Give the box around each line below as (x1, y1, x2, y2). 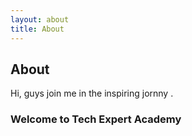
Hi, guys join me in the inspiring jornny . (10, 87, 174, 100)
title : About (10, 24, 65, 34)
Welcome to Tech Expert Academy (10, 112, 182, 126)
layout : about (10, 14, 70, 25)
